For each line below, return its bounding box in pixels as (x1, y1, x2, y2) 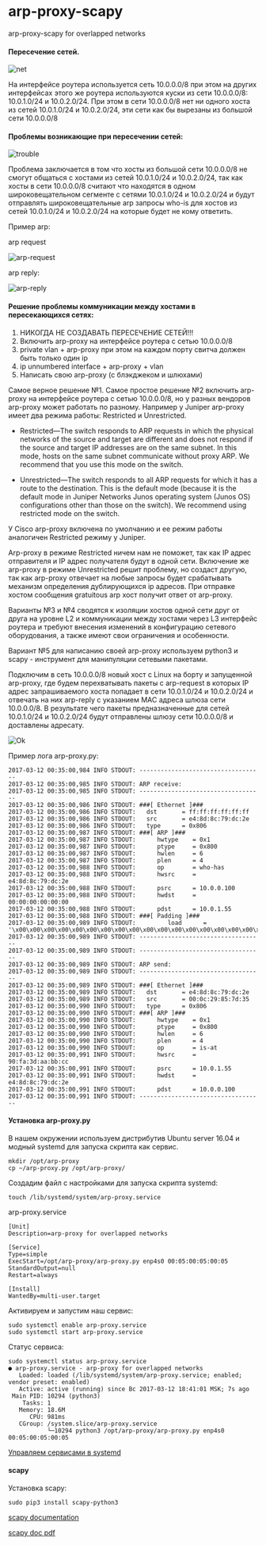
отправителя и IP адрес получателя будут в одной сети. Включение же (8, 556, 249, 565)
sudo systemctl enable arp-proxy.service (8, 1321, 147, 1329)
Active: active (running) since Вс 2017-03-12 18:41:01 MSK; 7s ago (18, 1385, 249, 1393)
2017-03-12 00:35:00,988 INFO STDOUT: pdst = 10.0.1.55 (8, 904, 232, 913)
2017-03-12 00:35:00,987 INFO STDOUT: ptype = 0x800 (8, 843, 218, 851)
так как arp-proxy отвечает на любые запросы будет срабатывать (8, 573, 232, 583)
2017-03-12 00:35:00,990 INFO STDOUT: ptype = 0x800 (8, 1023, 218, 1031)
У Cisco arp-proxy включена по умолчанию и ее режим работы (8, 524, 223, 533)
